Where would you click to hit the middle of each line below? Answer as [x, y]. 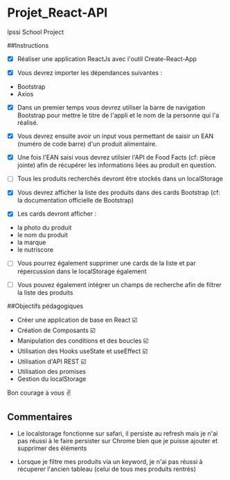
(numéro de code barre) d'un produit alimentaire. [87, 144]
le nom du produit [42, 235]
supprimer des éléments [52, 448]
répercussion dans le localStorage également [82, 271]
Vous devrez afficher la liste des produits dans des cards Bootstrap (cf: [118, 193]
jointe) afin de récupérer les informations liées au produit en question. [117, 165]
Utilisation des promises [52, 371]
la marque [32, 242]
